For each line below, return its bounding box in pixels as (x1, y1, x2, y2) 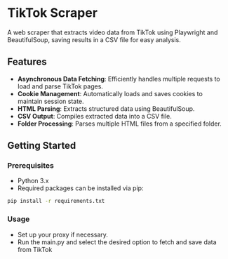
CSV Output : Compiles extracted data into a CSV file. (17, 112, 172, 120)
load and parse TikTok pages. (17, 82, 104, 91)
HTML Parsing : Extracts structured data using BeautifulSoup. (17, 104, 195, 113)
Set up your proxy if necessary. (17, 230, 109, 239)
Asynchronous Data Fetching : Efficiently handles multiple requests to (17, 74, 220, 83)
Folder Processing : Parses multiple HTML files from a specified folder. (17, 119, 222, 128)
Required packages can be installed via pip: (17, 184, 144, 192)
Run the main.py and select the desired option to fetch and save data (17, 237, 217, 246)
